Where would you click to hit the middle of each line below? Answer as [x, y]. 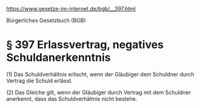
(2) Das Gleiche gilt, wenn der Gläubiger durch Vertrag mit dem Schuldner [98, 92]
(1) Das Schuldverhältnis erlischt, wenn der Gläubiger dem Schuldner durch [100, 74]
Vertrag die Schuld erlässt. [39, 80]
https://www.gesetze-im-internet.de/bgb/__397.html [71, 9]
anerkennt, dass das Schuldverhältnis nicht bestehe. [72, 98]
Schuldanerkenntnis [58, 58]
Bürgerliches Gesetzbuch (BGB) [46, 20]
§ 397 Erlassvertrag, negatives [85, 45]
